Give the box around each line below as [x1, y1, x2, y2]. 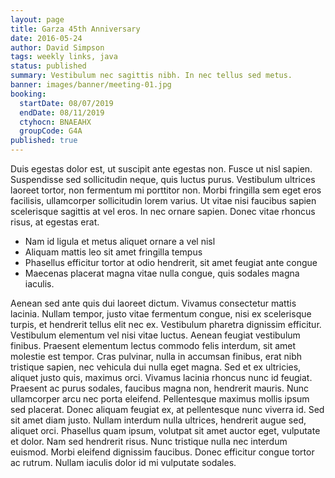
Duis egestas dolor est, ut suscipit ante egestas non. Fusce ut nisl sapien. [10, 163, 313, 175]
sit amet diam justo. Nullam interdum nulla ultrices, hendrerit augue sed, [10, 414, 307, 426]
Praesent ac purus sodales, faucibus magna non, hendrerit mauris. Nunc [10, 382, 310, 394]
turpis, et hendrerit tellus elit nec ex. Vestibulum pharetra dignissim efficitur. [10, 319, 322, 330]
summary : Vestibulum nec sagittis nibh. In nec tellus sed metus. [10, 71, 293, 81]
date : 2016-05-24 [10, 33, 83, 43]
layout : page [10, 14, 65, 25]
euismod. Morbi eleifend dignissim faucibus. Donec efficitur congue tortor [10, 446, 315, 458]
